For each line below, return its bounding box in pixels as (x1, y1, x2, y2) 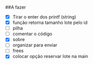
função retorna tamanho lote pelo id (12, 19, 87, 25)
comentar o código (12, 31, 53, 37)
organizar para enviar (12, 42, 58, 48)
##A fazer (5, 4, 26, 10)
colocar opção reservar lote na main (12, 53, 88, 59)
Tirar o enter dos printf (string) (12, 14, 77, 19)
